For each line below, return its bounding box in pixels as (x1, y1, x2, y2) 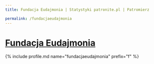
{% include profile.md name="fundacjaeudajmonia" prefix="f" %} (5, 54, 139, 60)
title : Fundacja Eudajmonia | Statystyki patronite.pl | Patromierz (5, 7, 150, 12)
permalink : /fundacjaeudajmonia (5, 16, 72, 21)
